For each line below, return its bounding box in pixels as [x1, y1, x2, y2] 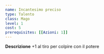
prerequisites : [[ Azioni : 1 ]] [5, 30, 68, 35]
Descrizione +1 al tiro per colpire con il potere [5, 44, 100, 49]
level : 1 [5, 21, 23, 26]
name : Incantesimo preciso [5, 7, 61, 12]
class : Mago [5, 16, 30, 21]
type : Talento [5, 12, 35, 17]
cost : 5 [5, 26, 21, 30]
